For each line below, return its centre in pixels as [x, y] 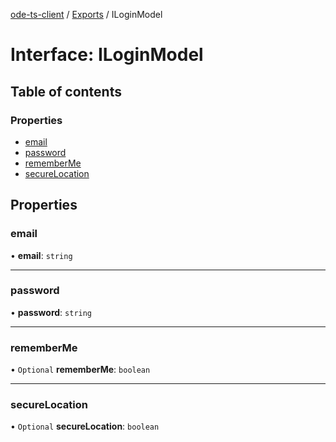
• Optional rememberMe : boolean [80, 370]
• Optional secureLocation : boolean [85, 426]
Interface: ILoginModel [107, 55]
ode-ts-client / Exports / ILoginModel [86, 14]
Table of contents [66, 91]
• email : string [41, 255]
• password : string [51, 312]
